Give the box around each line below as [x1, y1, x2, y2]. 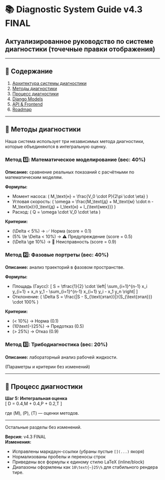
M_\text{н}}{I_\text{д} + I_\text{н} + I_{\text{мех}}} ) [12, 203, 116, 209]
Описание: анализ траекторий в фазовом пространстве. [5, 264, 125, 270]
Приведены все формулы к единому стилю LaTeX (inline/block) [12, 459, 145, 465]
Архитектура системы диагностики [12, 80, 87, 86]
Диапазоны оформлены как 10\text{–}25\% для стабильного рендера [12, 464, 158, 470]
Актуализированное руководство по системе [5, 37, 154, 46]
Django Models [12, 96, 43, 102]
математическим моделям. [5, 174, 63, 180]
